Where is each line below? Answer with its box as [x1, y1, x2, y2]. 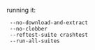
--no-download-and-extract [9, 19, 89, 26]
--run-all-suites [9, 37, 60, 44]
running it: [6, 6, 36, 14]
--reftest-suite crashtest [9, 31, 89, 38]
